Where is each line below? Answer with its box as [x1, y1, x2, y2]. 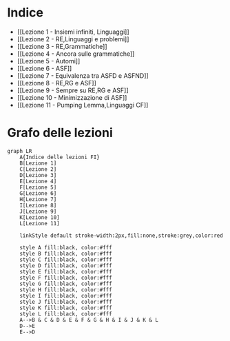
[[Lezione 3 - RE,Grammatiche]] [17, 42, 108, 50]
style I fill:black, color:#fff [19, 292, 112, 299]
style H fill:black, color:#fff [19, 286, 112, 293]
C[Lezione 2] [19, 165, 57, 173]
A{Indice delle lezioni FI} [19, 154, 100, 161]
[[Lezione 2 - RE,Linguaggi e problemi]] [17, 34, 129, 43]
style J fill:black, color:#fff [19, 298, 112, 305]
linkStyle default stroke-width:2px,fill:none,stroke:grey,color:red [19, 232, 224, 239]
